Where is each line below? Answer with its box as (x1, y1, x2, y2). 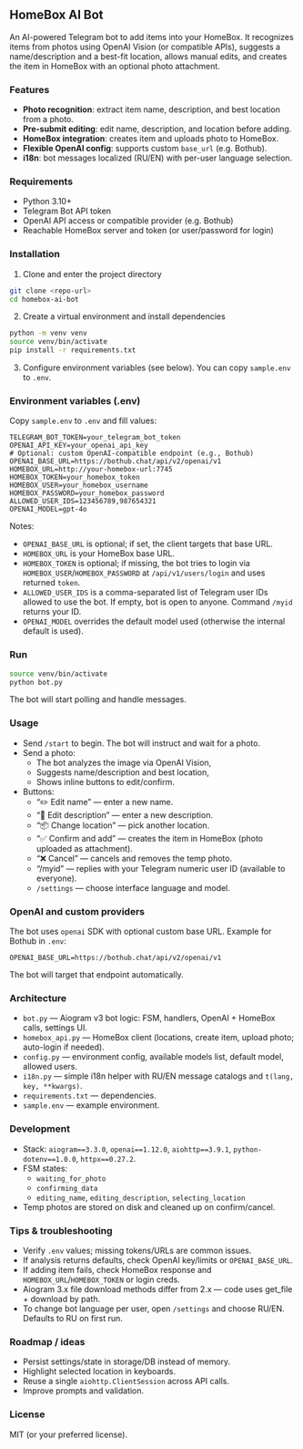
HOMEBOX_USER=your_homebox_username (9, 481, 148, 491)
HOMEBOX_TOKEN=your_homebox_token (9, 473, 141, 482)
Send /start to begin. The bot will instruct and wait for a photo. (22, 738, 261, 749)
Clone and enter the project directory (22, 268, 162, 279)
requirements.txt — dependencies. (22, 1090, 157, 1102)
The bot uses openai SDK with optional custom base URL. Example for (9, 926, 272, 937)
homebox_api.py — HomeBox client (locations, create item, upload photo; (22, 1032, 294, 1043)
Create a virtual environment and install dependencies (22, 311, 226, 322)
